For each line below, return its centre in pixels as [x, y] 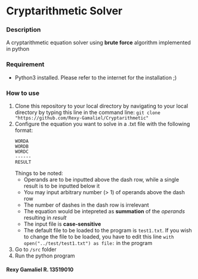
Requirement [25, 65]
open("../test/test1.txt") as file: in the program [88, 243]
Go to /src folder [35, 250]
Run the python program [45, 256]
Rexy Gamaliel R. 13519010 [40, 269]
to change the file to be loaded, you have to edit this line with [99, 237]
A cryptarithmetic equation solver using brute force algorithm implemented [98, 42]
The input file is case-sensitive [62, 224]
